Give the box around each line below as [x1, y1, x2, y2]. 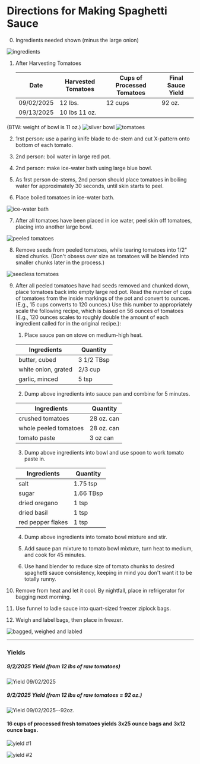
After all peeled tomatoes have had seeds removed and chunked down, [15, 281, 190, 289]
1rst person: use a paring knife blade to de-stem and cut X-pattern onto [15, 135, 191, 142]
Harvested [65, 77, 96, 86]
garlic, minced [18, 375, 58, 383]
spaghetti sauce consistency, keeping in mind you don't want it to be [24, 569, 192, 576]
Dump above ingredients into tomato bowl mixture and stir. [24, 533, 168, 540]
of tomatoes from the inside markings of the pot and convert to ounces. [15, 295, 191, 302]
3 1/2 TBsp [78, 355, 110, 364]
